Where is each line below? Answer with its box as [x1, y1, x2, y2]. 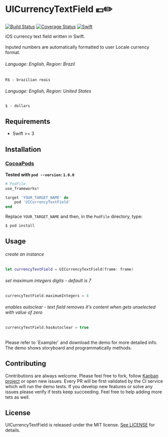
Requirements [5, 117, 50, 126]
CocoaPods [5, 160, 34, 167]
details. [5, 427, 21, 433]
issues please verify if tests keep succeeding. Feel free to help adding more [5, 389, 162, 395]
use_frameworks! [5, 186, 39, 191]
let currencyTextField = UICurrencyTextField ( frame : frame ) [5, 267, 134, 272]
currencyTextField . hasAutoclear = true [5, 325, 89, 330]
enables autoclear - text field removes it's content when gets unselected [5, 304, 156, 310]
